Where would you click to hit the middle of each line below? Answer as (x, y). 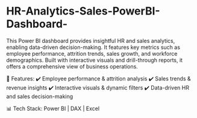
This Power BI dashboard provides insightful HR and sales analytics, (91, 41)
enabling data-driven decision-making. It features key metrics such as (93, 47)
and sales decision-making (40, 96)
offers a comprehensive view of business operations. (72, 66)
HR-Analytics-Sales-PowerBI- (83, 11)
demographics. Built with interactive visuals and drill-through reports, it (94, 60)
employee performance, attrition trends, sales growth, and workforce (92, 53)
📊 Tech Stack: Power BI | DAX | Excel (53, 108)
